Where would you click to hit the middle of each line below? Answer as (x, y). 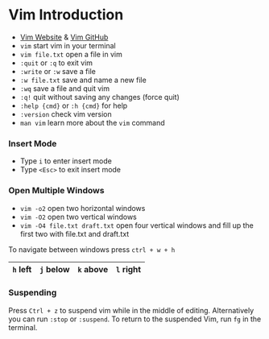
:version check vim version (66, 114)
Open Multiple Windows (56, 191)
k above (93, 269)
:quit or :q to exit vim (56, 63)
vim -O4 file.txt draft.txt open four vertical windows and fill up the (137, 225)
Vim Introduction (66, 15)
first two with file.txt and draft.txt (74, 234)
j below (54, 269)
